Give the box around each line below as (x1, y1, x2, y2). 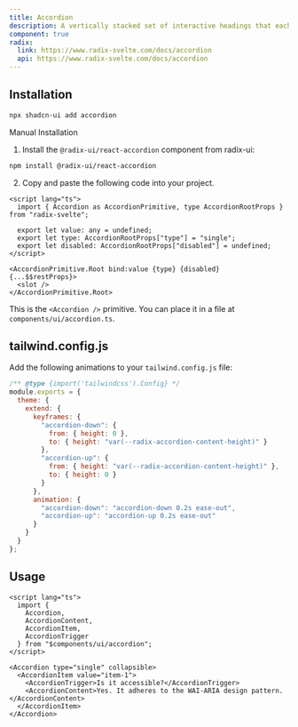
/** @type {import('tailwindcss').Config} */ (9, 379, 180, 388)
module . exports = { (9, 387, 82, 396)
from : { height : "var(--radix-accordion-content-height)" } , (48, 462, 279, 471)
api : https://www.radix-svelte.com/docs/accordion (17, 54, 208, 63)
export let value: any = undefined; (17, 226, 153, 235)
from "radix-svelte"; (9, 210, 90, 219)
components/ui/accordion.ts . (9, 313, 115, 324)
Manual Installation (9, 126, 78, 138)
